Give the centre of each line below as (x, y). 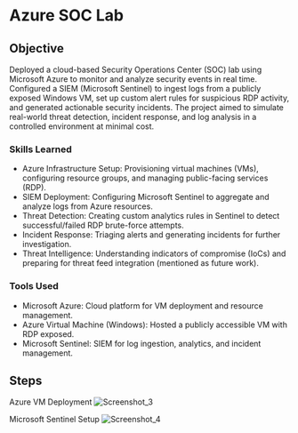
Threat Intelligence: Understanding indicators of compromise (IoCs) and (154, 253)
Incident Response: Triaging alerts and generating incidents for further (151, 235)
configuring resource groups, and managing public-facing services (145, 178)
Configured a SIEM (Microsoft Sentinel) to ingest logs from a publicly (135, 88)
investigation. (47, 245)
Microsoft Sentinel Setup (55, 420)
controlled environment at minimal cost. (82, 126)
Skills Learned (41, 149)
